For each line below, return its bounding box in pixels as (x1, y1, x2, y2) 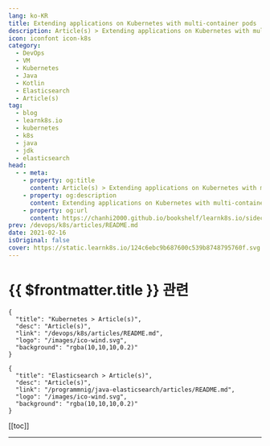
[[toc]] (8, 420, 30, 431)
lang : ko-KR (8, 11, 48, 20)
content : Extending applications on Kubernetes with (29, 199, 211, 207)
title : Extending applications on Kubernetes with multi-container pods (8, 19, 257, 27)
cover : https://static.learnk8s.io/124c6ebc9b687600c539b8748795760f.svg (8, 244, 261, 252)
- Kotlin (15, 79, 45, 87)
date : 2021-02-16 (8, 229, 67, 237)
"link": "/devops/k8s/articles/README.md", (15, 329, 163, 337)
